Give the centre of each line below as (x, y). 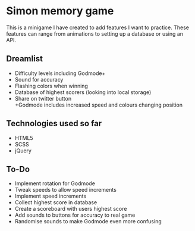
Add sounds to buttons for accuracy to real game (75, 215)
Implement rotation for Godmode (55, 183)
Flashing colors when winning (51, 86)
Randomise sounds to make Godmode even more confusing (88, 221)
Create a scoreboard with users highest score (71, 209)
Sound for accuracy (39, 79)
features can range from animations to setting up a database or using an (95, 33)
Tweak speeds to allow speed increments (66, 190)
